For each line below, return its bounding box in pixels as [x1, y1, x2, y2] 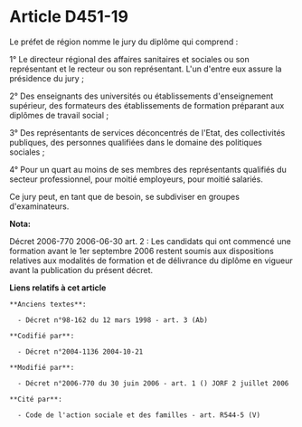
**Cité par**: [9, 394, 63, 403]
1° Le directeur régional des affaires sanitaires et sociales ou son [9, 53, 250, 64]
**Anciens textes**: [9, 299, 88, 308]
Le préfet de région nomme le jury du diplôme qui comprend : [9, 36, 239, 47]
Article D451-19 [9, 6, 129, 27]
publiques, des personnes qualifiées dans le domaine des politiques [9, 137, 262, 147]
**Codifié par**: [9, 331, 75, 340]
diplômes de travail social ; [9, 109, 109, 120]
